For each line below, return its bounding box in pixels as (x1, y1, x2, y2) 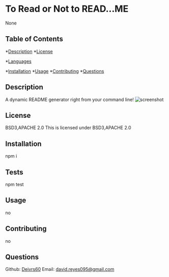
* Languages (5, 58, 32, 64)
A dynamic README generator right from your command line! (5, 96, 134, 103)
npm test (5, 182, 24, 187)
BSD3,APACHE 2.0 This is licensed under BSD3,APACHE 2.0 (5, 124, 131, 131)
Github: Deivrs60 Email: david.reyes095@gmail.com (5, 266, 115, 272)
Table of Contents (5, 35, 64, 43)
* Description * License (5, 48, 53, 54)
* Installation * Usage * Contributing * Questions (5, 68, 104, 74)
